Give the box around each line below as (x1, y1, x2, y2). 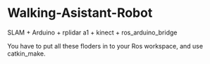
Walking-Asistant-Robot (7, 5, 153, 21)
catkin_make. (7, 49, 46, 58)
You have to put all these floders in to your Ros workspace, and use (7, 41, 203, 50)
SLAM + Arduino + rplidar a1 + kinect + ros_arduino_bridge (7, 28, 178, 37)
